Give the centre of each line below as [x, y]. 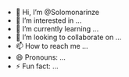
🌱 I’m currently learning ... [57, 29]
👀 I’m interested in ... [48, 20]
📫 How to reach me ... [52, 46]
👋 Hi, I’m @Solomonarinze [57, 12]
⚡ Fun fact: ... [37, 66]
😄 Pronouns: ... [41, 57]
